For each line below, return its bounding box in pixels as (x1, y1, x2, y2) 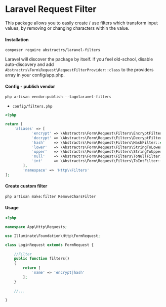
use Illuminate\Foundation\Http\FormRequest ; (5, 233, 100, 239)
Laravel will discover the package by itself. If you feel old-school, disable (5, 56, 153, 62)
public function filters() (14, 256, 70, 261)
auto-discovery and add (5, 61, 54, 67)
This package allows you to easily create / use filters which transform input (5, 20, 158, 26)
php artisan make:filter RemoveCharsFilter (5, 194, 96, 199)
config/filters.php (12, 104, 53, 109)
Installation (5, 36, 29, 43)
